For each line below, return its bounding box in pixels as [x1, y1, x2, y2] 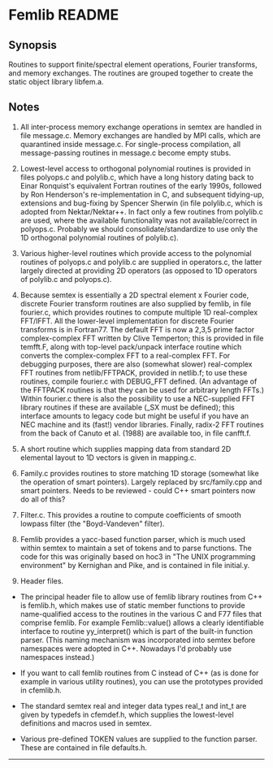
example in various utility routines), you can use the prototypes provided [19, 676, 263, 686]
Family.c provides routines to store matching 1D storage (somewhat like [19, 468, 259, 478]
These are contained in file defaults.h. [19, 742, 148, 753]
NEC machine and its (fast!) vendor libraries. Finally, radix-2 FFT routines [19, 419, 264, 429]
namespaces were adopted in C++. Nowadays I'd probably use [19, 644, 232, 653]
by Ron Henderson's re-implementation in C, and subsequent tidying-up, [19, 189, 265, 199]
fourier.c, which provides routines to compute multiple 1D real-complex [19, 307, 258, 317]
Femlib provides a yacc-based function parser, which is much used [19, 534, 246, 544]
